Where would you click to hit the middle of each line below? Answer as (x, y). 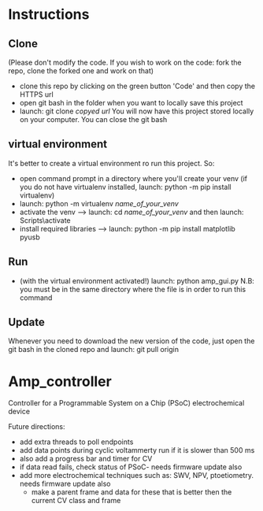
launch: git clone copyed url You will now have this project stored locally (137, 111)
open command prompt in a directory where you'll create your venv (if (133, 178)
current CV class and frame (76, 501)
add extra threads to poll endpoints (76, 442)
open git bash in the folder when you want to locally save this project (131, 103)
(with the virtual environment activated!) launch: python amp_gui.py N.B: (137, 280)
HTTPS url (36, 94)
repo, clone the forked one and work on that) (81, 71)
